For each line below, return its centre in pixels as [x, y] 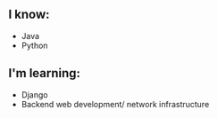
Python [34, 45]
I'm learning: [45, 73]
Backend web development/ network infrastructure [115, 104]
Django [34, 94]
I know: [29, 15]
